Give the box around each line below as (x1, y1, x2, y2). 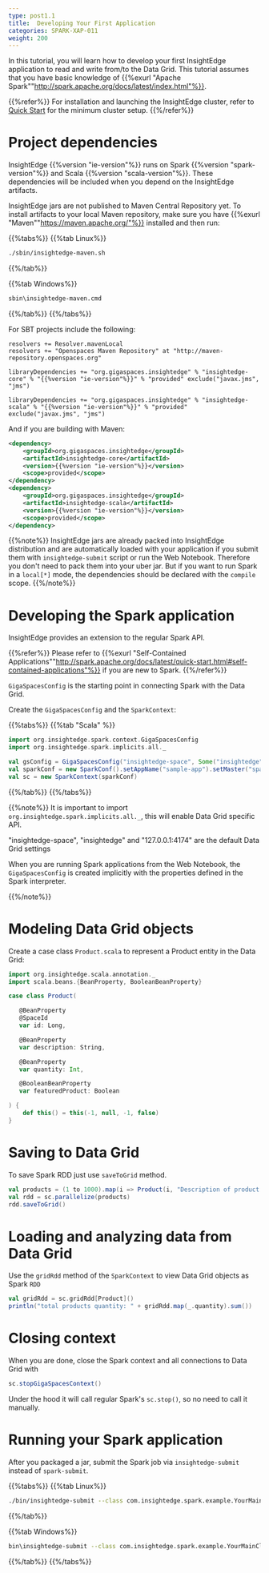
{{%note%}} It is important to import (8, 802, 128, 813)
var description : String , (18, 1043, 106, 1051)
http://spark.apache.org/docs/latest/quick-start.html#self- (55, 657, 248, 667)
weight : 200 (8, 34, 48, 42)
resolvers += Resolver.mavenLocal (8, 339, 124, 348)
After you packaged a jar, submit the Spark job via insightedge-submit (8, 1457, 240, 1467)
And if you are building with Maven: (8, 423, 126, 433)
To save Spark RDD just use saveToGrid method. (8, 1170, 167, 1179)
